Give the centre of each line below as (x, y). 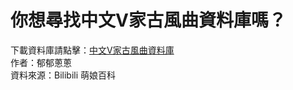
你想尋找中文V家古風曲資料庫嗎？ (148, 20)
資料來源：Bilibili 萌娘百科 (63, 75)
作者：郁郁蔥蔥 (41, 62)
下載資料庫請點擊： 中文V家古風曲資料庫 (92, 50)
